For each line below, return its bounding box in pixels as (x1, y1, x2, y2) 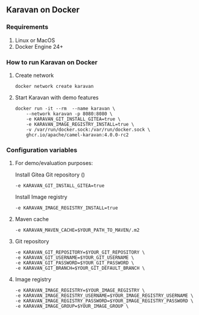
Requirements (6, 23, 49, 31)
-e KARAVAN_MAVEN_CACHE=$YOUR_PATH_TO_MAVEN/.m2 (14, 227, 140, 234)
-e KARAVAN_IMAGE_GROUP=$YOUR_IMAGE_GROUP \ (14, 304, 129, 310)
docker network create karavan (14, 83, 94, 89)
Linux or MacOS (14, 36, 55, 44)
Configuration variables (6, 146, 77, 154)
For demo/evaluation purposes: (14, 160, 93, 167)
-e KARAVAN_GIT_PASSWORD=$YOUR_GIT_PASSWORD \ (14, 260, 134, 266)
